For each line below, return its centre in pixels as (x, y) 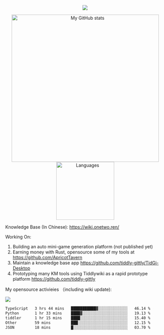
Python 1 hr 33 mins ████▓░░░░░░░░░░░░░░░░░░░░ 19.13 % (78, 313)
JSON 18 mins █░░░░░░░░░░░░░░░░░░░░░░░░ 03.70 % (78, 327)
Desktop (21, 268)
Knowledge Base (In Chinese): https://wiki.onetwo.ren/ (62, 227)
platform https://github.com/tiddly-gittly (54, 279)
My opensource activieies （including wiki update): (59, 289)
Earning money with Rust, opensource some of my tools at (74, 252)
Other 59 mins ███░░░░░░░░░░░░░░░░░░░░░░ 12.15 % (78, 323)
